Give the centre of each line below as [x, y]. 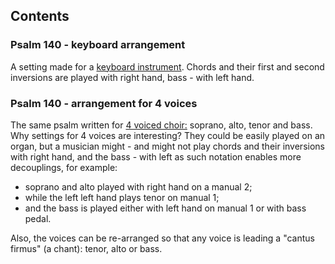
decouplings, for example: [64, 167]
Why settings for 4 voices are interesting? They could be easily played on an [168, 135]
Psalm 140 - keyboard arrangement [98, 45]
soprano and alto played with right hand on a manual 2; [138, 186]
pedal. [38, 218]
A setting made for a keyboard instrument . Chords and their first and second [167, 66]
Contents [40, 16]
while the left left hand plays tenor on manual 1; [122, 197]
